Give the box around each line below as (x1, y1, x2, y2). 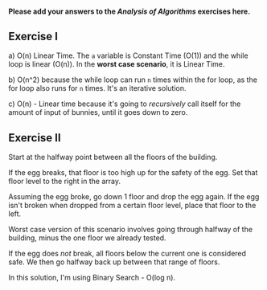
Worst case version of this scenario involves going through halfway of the (8, 225, 253, 235)
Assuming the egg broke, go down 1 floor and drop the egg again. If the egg (8, 192, 260, 202)
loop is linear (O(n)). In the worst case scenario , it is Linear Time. (8, 59, 225, 69)
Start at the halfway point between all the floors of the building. (8, 153, 218, 162)
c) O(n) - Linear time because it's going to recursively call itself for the (8, 99, 241, 108)
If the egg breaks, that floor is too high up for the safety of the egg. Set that (8, 168, 258, 178)
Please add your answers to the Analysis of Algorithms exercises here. (8, 6, 251, 16)
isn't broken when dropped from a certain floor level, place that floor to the (8, 201, 257, 210)
